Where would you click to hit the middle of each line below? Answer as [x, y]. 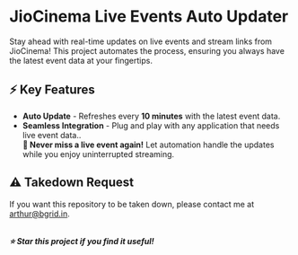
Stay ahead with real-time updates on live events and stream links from [140, 41]
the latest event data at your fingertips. [81, 60]
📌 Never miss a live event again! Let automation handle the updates [148, 145]
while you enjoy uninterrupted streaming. [98, 154]
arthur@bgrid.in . [39, 214]
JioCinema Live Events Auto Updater [149, 17]
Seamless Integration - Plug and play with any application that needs [151, 125]
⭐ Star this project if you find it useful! [82, 241]
